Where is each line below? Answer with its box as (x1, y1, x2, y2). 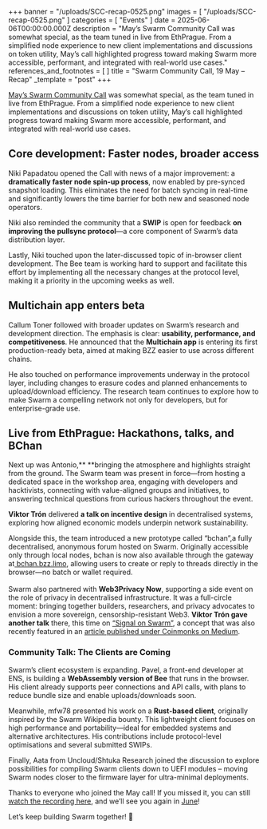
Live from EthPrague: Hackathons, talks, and (8, 426, 235, 440)
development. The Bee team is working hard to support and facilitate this (8, 259, 248, 268)
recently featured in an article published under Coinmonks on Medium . (8, 627, 241, 637)
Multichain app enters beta (8, 299, 145, 312)
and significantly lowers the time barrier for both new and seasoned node (8, 193, 249, 203)
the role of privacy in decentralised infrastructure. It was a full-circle (8, 593, 233, 602)
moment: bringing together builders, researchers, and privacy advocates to (8, 601, 255, 611)
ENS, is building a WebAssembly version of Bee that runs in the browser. (8, 673, 249, 683)
